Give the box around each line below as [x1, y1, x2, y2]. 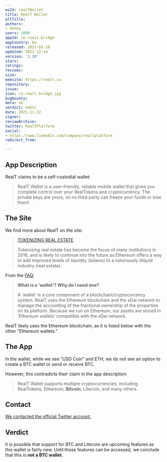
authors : [5, 21, 23, 27]
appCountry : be [5, 40, 37, 45]
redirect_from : [5, 138, 37, 143]
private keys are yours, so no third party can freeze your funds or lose [17, 194, 162, 200]
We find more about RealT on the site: [5, 227, 83, 233]
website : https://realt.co [5, 77, 61, 82]
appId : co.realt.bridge [5, 36, 55, 41]
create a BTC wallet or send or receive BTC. [5, 361, 95, 367]
